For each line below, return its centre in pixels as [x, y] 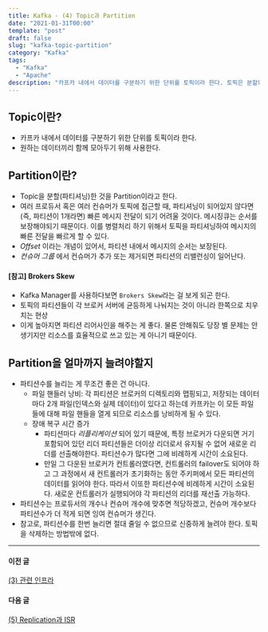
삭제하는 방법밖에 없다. [64, 534]
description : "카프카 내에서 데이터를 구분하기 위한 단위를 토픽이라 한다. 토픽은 [126, 82]
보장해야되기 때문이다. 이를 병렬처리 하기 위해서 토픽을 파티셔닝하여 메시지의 [138, 226]
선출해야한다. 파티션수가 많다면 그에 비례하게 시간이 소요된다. [154, 454]
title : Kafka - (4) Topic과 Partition [72, 16]
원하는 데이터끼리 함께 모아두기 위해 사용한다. [90, 148]
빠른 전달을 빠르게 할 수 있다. [65, 236]
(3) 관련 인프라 [31, 580]
